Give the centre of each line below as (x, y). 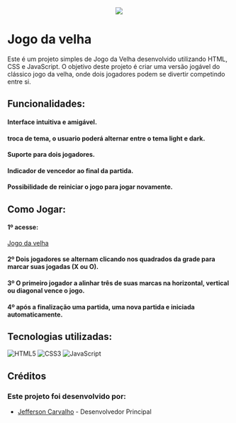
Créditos (27, 376)
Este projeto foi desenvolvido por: (67, 396)
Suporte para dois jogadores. (51, 155)
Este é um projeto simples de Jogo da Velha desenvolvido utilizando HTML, (118, 59)
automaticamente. (35, 314)
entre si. (19, 82)
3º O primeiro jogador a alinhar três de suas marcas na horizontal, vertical (118, 283)
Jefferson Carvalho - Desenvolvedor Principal (85, 412)
